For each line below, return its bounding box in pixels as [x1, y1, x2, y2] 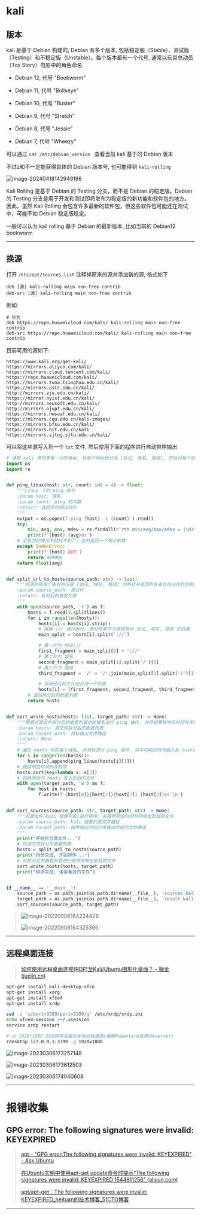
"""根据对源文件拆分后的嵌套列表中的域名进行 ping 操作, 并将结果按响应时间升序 [17, 719, 193, 725]
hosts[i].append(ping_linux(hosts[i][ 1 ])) [28, 758, 135, 764]
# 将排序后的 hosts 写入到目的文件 [17, 775, 95, 781]
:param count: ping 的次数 [17, 499, 82, 505]
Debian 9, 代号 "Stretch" [14, 112, 75, 119]
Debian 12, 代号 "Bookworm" [14, 74, 86, 81]
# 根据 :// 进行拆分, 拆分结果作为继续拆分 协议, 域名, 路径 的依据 [38, 626, 190, 632]
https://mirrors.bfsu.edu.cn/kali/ [6, 421, 95, 427]
